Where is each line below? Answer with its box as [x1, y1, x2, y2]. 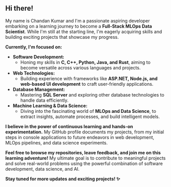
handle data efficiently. [20, 97, 69, 103]
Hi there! [5, 4, 34, 13]
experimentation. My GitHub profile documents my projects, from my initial [5, 129, 164, 135]
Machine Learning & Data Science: [12, 102, 88, 109]
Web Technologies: [12, 70, 55, 76]
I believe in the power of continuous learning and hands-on [5, 123, 133, 129]
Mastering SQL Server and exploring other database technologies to [20, 91, 164, 98]
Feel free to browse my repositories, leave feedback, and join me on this [5, 149, 161, 155]
